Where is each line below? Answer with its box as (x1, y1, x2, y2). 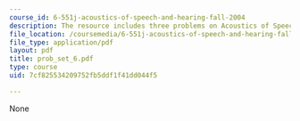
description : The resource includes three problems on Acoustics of (9, 21, 270, 30)
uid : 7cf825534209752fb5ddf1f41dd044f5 (9, 71, 158, 80)
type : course (9, 63, 58, 72)
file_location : (9, 29, 66, 38)
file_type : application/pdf (9, 37, 114, 47)
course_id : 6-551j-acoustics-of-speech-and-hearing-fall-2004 (9, 12, 246, 22)
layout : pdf (9, 46, 54, 55)
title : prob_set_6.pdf (9, 54, 94, 63)
